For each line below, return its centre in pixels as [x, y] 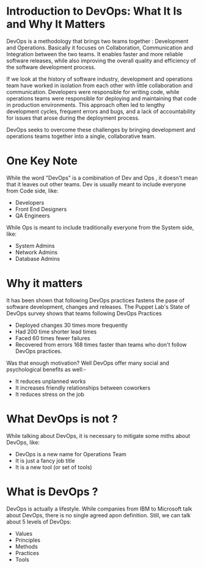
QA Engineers [32, 216]
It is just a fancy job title [45, 461]
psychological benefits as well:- [46, 369]
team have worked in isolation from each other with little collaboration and [100, 85]
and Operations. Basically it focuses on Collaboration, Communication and [100, 48]
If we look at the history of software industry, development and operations [100, 79]
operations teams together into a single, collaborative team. [81, 136]
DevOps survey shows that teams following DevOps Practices [84, 313]
